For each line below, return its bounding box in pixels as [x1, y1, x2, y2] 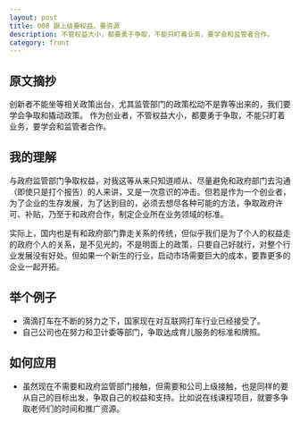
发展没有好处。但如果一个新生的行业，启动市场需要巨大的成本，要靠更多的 [16, 249, 291, 260]
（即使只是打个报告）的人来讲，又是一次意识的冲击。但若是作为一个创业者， [9, 186, 291, 197]
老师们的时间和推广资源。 [29, 403, 125, 414]
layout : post [9, 13, 58, 22]
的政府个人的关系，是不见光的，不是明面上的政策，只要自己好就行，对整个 [9, 239, 283, 249]
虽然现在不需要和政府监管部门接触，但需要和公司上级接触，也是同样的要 [21, 381, 288, 392]
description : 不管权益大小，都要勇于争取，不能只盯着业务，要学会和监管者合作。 [9, 30, 274, 38]
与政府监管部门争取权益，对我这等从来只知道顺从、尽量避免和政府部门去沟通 [9, 175, 291, 186]
